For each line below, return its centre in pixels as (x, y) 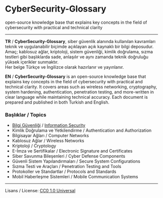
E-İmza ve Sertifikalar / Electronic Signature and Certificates (72, 151)
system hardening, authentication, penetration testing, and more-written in (80, 92)
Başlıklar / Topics (26, 115)
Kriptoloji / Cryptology (34, 146)
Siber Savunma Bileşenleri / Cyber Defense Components (68, 156)
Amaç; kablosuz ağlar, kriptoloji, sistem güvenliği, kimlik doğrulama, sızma (79, 51)
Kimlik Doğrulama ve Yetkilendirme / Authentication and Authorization (82, 130)
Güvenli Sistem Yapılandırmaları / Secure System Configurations (76, 161)
